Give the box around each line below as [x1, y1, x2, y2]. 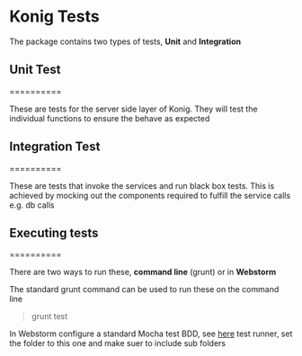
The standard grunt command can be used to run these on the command [9, 284, 280, 295]
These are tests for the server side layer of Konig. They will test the [9, 103, 258, 114]
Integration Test [9, 139, 101, 155]
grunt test [31, 311, 68, 322]
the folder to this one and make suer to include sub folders [9, 338, 226, 349]
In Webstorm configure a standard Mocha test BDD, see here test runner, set [9, 328, 293, 339]
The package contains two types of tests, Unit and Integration [9, 36, 241, 47]
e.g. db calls [9, 200, 56, 210]
